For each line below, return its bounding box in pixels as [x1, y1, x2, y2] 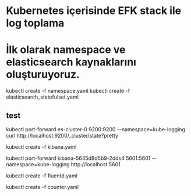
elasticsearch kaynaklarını [6, 55, 137, 69]
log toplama [6, 16, 65, 30]
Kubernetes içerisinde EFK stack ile [6, 4, 182, 17]
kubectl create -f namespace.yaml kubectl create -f [6, 87, 130, 94]
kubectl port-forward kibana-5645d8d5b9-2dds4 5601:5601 [6, 155, 151, 162]
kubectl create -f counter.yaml [6, 183, 79, 190]
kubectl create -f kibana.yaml [6, 143, 77, 150]
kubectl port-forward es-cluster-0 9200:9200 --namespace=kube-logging [6, 125, 185, 132]
